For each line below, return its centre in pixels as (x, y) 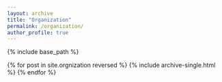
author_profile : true (38, 32)
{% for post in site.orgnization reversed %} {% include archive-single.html (111, 65)
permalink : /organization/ (45, 26)
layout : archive (30, 13)
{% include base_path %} (43, 52)
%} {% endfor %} (32, 72)
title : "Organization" (39, 20)
